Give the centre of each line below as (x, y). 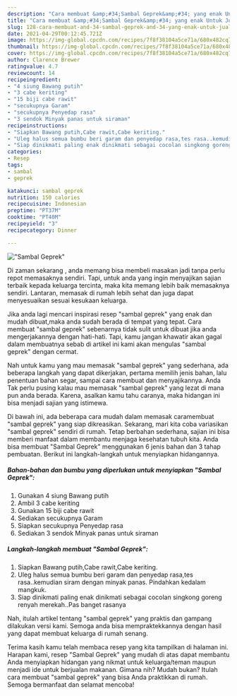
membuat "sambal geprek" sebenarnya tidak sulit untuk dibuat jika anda (112, 329)
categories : (25, 152)
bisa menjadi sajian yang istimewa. (57, 403)
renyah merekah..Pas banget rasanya (72, 604)
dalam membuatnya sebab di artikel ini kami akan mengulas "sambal (107, 344)
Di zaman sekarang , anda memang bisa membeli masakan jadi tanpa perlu (116, 270)
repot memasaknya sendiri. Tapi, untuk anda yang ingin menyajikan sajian (114, 278)
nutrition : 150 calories (44, 197)
